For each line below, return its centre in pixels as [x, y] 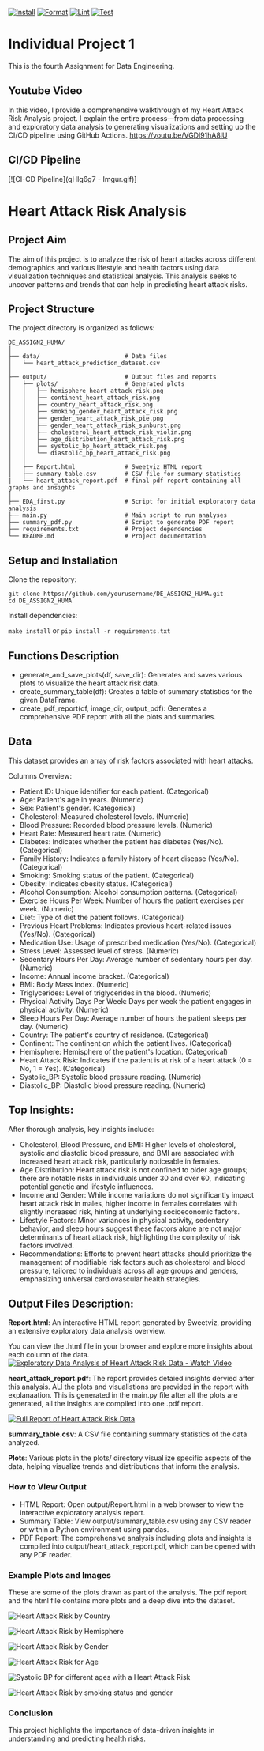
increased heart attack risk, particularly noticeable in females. [120, 1161]
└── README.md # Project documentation [107, 536]
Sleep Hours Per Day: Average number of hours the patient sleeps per [133, 1018]
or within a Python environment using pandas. [94, 1529]
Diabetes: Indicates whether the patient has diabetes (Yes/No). [121, 841]
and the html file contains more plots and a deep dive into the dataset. [122, 1601]
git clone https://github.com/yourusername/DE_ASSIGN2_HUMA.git [116, 594]
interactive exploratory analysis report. [82, 1512]
